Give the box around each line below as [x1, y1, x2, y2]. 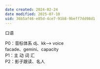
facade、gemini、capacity [5, 47, 59, 52]
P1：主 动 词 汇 [5, 52, 35, 58]
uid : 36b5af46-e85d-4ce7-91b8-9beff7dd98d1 [5, 16, 96, 21]
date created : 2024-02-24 [5, 7, 58, 12]
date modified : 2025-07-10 [5, 12, 60, 17]
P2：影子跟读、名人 [5, 59, 45, 65]
